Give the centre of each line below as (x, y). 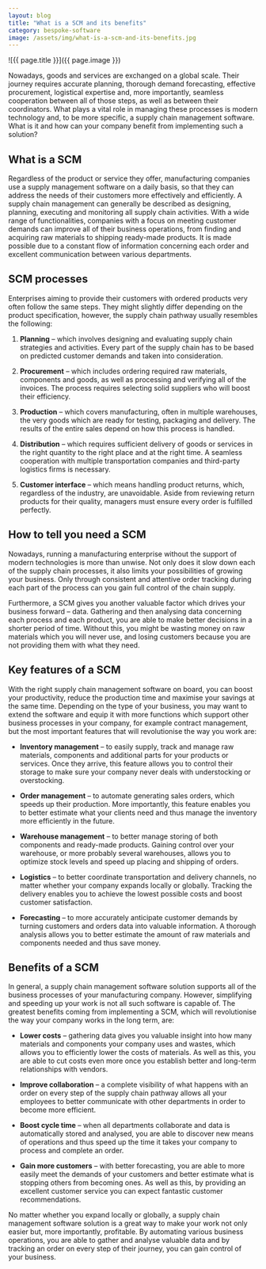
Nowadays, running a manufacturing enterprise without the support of (123, 554)
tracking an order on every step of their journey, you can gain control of (125, 1248)
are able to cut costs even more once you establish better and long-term (138, 1061)
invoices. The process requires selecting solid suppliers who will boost (135, 388)
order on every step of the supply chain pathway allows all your (123, 1093)
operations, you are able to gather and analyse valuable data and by (119, 1240)
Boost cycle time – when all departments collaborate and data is (125, 1126)
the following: (30, 323)
